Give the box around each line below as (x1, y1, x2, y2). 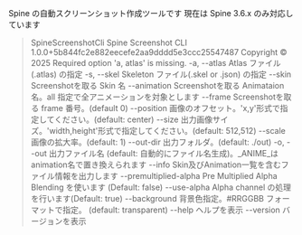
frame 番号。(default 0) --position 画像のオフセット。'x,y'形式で (41, 103, 281, 113)
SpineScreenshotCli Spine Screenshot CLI (30, 37, 187, 48)
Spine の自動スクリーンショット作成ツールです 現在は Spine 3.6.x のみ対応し (8, 8, 294, 18)
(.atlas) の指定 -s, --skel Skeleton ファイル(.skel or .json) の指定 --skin (30, 69, 292, 80)
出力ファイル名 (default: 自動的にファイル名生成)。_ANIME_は (48, 148, 279, 158)
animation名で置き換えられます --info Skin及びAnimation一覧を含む (30, 159, 282, 170)
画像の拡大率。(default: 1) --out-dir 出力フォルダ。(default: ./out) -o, (30, 136, 286, 147)
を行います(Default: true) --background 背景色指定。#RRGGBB (30, 193, 264, 203)
